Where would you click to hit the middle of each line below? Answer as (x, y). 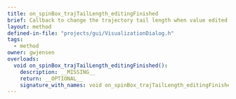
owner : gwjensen (31, 53)
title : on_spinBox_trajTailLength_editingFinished (83, 14)
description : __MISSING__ (58, 72)
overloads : (23, 59)
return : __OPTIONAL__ (51, 78)
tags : (15, 40)
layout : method (29, 26)
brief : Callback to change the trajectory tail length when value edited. (119, 20)
